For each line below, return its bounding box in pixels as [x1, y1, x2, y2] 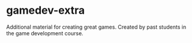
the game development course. [6, 29, 84, 36]
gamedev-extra [6, 4, 85, 17]
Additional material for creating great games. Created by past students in [6, 23, 187, 30]
